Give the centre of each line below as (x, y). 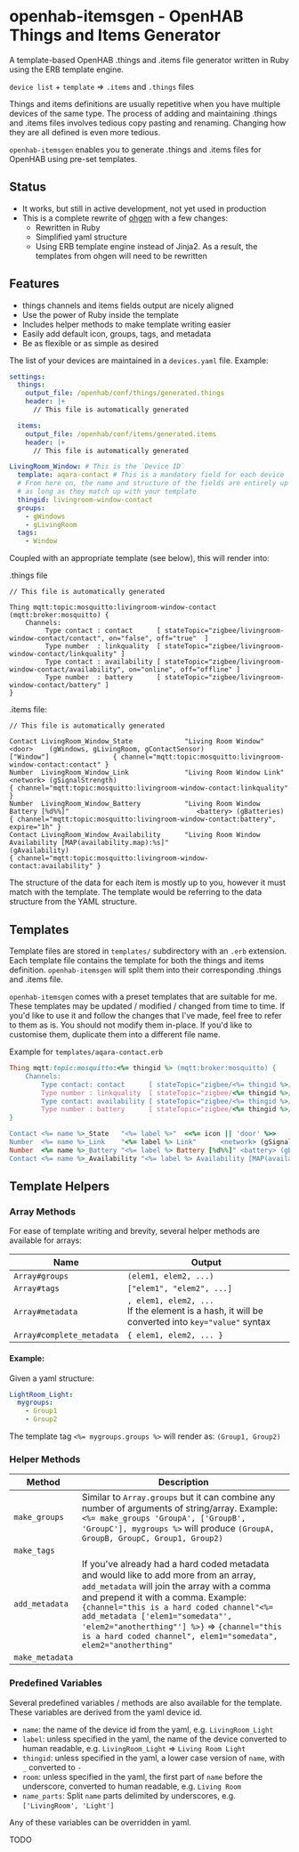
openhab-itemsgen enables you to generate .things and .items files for (135, 150)
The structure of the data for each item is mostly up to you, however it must (148, 882)
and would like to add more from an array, (169, 1575)
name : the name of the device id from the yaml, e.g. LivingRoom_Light (148, 1729)
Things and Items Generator (115, 35)
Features (34, 284)
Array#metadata (46, 1312)
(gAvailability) (39, 851)
